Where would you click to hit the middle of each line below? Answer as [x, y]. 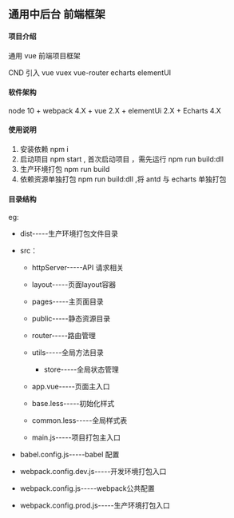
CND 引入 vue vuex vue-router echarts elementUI [90, 72]
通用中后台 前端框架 [57, 14]
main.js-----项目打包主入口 [76, 437]
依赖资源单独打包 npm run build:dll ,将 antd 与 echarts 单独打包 [123, 179]
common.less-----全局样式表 [79, 420]
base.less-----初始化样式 [73, 404]
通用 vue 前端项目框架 [45, 55]
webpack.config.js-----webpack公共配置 [87, 488]
